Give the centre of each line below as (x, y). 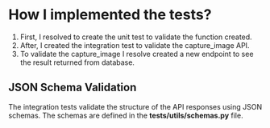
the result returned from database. (77, 62)
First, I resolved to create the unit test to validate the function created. (136, 37)
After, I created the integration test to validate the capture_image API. (135, 45)
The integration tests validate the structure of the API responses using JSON (135, 106)
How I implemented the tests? (110, 15)
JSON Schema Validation (73, 88)
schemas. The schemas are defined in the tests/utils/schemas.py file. (126, 115)
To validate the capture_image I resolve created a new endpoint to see (137, 54)
